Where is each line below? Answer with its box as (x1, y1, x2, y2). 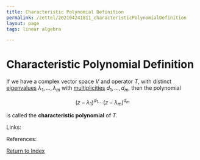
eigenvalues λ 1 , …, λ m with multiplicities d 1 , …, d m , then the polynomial (6, 84, 181, 93)
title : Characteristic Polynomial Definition (6, 9, 124, 15)
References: (6, 136, 37, 143)
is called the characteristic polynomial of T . (6, 112, 118, 119)
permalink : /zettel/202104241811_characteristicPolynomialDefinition (6, 15, 187, 21)
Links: (6, 123, 21, 131)
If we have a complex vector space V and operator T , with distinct (6, 78, 172, 85)
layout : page (6, 20, 40, 26)
